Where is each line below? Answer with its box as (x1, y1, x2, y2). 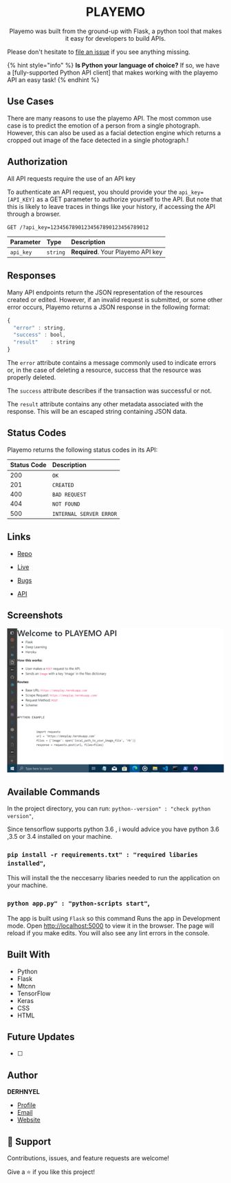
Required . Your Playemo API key (71, 248, 163, 256)
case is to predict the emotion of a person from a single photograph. (7, 121, 201, 130)
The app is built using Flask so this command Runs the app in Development (7, 914, 221, 922)
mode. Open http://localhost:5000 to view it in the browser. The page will (7, 922, 214, 930)
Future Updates (7, 1031, 75, 1042)
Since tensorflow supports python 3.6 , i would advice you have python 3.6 (7, 825, 220, 833)
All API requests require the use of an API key (7, 174, 136, 183)
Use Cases (7, 96, 54, 108)
